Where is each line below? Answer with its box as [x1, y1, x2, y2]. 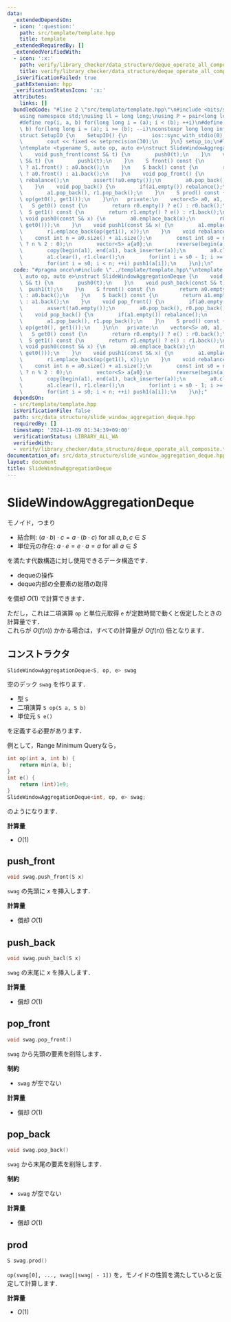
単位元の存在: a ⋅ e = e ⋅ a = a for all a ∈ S [16, 542, 137, 550]
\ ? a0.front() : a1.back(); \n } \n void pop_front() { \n [19, 170, 205, 177]
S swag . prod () [7, 1257, 48, 1265]
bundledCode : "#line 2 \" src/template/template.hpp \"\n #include [13, 106, 201, 113]
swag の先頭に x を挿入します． [7, 887, 94, 895]
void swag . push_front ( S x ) [7, 873, 85, 881]
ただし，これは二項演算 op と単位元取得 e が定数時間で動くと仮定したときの [7, 609, 222, 617]
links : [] [19, 100, 48, 107]
